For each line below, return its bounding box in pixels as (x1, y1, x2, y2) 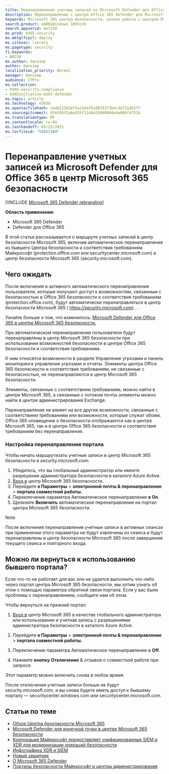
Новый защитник (12, 753, 49, 759)
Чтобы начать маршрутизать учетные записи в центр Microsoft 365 (5, 452, 151, 458)
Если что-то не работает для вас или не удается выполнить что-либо (5, 576, 155, 582)
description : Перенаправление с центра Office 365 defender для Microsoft (5, 12, 165, 17)
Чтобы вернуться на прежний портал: (5, 602, 87, 608)
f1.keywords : (5, 49, 33, 54)
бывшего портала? (5, 563, 68, 571)
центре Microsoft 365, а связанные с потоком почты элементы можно (5, 392, 156, 398)
